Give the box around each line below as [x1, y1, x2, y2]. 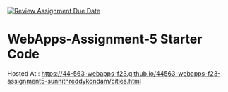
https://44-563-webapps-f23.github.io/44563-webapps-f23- [41, 69, 221, 77]
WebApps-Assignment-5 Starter [7, 32, 203, 47]
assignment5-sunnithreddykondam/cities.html [7, 77, 141, 85]
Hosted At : [7, 69, 40, 77]
